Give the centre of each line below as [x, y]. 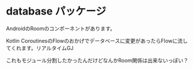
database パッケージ [56, 11]
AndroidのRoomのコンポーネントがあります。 [61, 28]
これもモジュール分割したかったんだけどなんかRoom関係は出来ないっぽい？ [97, 60]
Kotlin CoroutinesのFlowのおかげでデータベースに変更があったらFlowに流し [97, 41]
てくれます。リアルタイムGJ [40, 48]
